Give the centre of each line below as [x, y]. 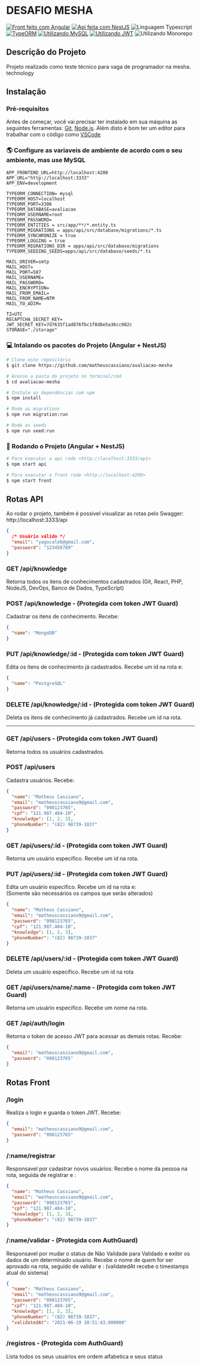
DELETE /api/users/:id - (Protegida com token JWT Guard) [92, 958]
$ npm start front [29, 480]
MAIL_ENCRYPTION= [28, 288]
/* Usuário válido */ [39, 536]
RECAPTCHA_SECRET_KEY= [34, 319]
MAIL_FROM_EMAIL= [28, 293]
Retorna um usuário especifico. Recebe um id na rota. [72, 859]
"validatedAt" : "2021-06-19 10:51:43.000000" [69, 1322]
